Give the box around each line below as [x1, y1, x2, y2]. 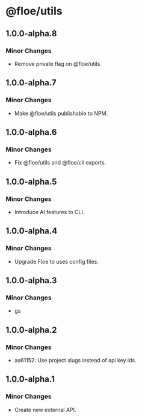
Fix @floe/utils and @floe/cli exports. [14, 159, 106, 166]
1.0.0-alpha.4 [5, 226, 58, 237]
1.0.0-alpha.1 [5, 374, 55, 385]
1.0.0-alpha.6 [5, 127, 57, 137]
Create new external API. [14, 406, 76, 413]
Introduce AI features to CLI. [14, 208, 85, 215]
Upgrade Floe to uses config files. [14, 258, 99, 265]
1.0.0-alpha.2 [5, 325, 58, 335]
